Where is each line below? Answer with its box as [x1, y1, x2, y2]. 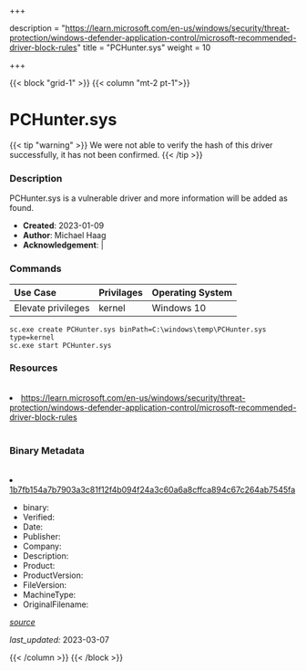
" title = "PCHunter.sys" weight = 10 [76, 42, 211, 53]
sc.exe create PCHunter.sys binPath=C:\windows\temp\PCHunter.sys [9, 325, 267, 334]
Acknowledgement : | [22, 239, 105, 251]
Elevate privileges [14, 301, 90, 314]
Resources [9, 362, 58, 374]
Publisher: [22, 531, 61, 542]
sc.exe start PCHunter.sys [9, 341, 112, 350]
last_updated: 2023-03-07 [9, 634, 109, 645]
